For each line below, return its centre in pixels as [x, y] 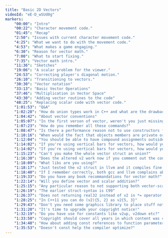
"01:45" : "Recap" [32, 33]
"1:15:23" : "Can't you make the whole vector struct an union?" [82, 154]
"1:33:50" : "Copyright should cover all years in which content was [87, 219]
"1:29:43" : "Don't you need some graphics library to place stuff [85, 205]
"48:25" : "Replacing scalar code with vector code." [70, 103]
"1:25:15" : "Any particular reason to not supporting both [77, 186]
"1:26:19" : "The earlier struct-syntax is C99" [64, 191]
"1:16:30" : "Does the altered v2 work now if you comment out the [85, 158]
